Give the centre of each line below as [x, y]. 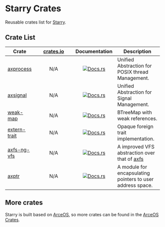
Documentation [94, 51]
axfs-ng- [19, 150]
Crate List [20, 38]
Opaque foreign [135, 126]
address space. [135, 185]
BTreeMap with [135, 112]
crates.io [54, 51]
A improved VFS [136, 147]
